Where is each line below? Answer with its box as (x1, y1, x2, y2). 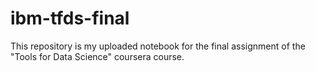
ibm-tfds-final (10, 7, 130, 30)
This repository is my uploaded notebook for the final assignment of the (10, 40, 306, 52)
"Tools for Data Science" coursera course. (10, 50, 185, 62)
